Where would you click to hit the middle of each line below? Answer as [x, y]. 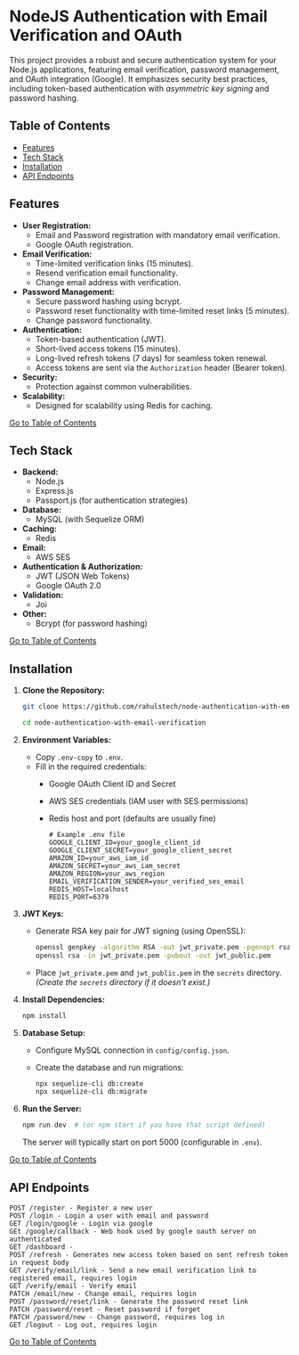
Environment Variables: [66, 739]
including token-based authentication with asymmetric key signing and [139, 88]
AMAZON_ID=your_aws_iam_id [99, 858]
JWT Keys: [43, 913]
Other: [34, 614]
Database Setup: [54, 1032]
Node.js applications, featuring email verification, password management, [145, 70]
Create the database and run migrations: [109, 1067]
